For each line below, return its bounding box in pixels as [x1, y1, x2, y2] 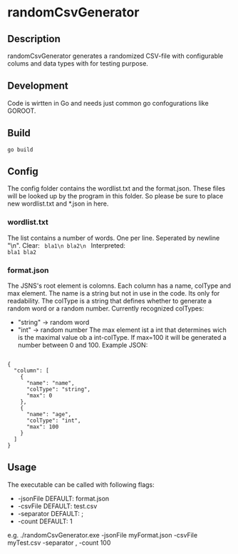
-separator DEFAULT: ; [17, 509, 84, 518]
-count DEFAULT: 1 [17, 517, 73, 525]
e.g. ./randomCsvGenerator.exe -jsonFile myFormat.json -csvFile [7, 530, 198, 539]
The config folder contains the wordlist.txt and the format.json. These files [7, 184, 226, 193]
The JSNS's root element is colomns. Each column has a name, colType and [7, 281, 232, 290]
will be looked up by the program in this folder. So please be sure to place [7, 192, 224, 201]
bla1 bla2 [7, 248, 37, 256]
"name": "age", [26, 411, 72, 418]
